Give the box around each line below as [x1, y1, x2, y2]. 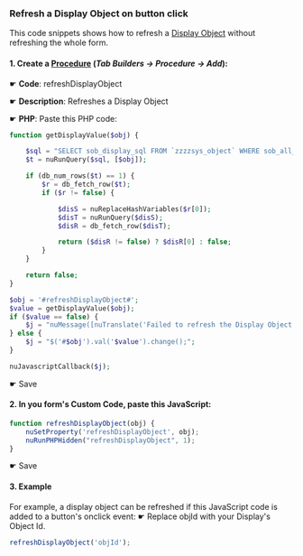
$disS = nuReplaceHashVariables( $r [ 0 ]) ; [57, 204, 212, 214]
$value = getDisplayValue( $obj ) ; [9, 303, 135, 313]
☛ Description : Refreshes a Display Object [9, 96, 169, 107]
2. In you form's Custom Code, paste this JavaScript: [9, 399, 212, 410]
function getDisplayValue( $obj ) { [9, 130, 140, 140]
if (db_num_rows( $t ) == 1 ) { [25, 171, 135, 181]
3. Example [9, 481, 52, 492]
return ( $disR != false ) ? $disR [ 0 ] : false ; [57, 237, 232, 246]
